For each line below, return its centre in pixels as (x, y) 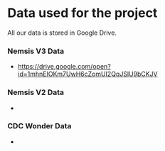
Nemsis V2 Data (36, 92)
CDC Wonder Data (39, 126)
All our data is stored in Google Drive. (62, 33)
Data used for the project (82, 13)
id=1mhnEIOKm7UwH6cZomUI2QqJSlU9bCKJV (87, 74)
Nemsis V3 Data (36, 51)
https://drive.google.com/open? (64, 67)
